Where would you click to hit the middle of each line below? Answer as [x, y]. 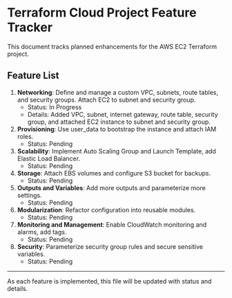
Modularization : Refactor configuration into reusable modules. [106, 209]
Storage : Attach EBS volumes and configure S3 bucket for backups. [114, 173]
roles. [25, 136]
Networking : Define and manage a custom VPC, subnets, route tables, [118, 92]
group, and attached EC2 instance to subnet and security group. [119, 122]
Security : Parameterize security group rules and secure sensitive [110, 246]
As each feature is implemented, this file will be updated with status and [109, 281]
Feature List [33, 76]
